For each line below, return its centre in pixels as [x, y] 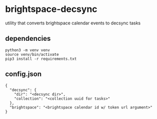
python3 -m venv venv [28, 50]
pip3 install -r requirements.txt [41, 59]
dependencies [28, 39]
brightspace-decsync [51, 9]
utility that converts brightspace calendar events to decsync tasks [73, 23]
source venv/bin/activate [32, 54]
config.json [23, 74]
